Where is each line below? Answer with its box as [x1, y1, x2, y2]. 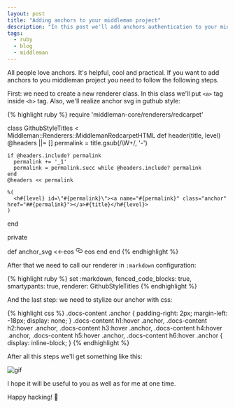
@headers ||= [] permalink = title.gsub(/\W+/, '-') [7, 138, 148, 147]
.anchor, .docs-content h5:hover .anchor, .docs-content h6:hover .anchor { [7, 331, 223, 340]
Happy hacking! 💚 [7, 393, 59, 401]
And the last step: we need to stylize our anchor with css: [7, 295, 173, 304]
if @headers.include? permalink [7, 152, 101, 159]
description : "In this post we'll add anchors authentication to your [7, 23, 218, 30]
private [7, 233, 28, 241]
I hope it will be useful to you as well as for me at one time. [7, 379, 176, 388]
